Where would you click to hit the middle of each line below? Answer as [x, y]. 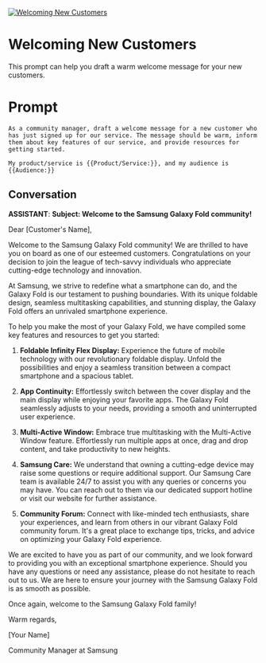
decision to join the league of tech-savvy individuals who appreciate [120, 261]
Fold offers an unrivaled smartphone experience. [88, 311]
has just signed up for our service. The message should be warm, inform [133, 135]
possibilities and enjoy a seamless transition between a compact [125, 367]
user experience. [47, 416]
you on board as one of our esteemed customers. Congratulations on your [130, 253]
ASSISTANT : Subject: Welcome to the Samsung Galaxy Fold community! [130, 214]
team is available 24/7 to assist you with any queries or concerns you [133, 481]
